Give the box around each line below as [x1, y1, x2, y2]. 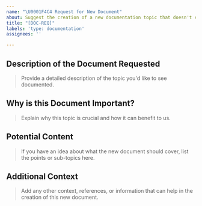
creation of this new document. [20, 193, 99, 201]
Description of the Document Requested [6, 58, 161, 69]
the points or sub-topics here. [20, 154, 95, 161]
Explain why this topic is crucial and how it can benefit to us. [20, 114, 171, 121]
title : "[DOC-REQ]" [6, 20, 55, 26]
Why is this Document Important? [6, 98, 135, 109]
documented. [20, 80, 54, 88]
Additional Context [6, 171, 78, 181]
